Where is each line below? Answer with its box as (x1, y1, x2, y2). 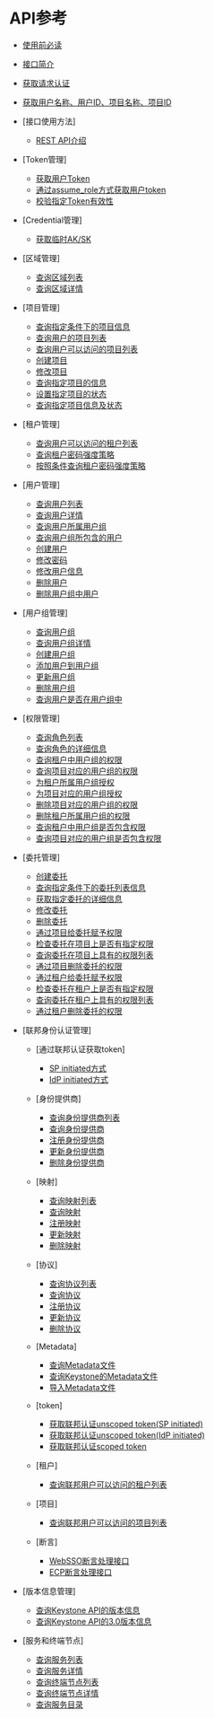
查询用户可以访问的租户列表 (35, 437, 139, 449)
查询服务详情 (35, 1665, 83, 1676)
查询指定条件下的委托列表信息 (35, 881, 146, 893)
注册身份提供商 (48, 1135, 105, 1145)
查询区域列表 (35, 271, 83, 283)
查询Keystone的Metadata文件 (48, 1371, 158, 1381)
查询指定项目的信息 (35, 377, 107, 388)
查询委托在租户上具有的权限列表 (35, 994, 154, 1005)
